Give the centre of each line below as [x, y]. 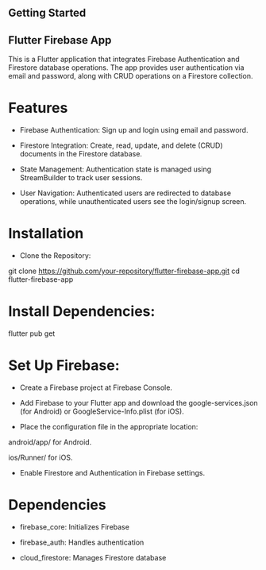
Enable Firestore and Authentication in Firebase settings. [112, 472]
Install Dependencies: [82, 312]
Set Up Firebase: [64, 366]
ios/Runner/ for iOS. [40, 457]
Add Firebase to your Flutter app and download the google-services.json [139, 402]
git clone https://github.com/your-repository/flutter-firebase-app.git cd [124, 271]
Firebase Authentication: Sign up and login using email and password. [134, 130]
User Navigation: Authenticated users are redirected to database [125, 193]
